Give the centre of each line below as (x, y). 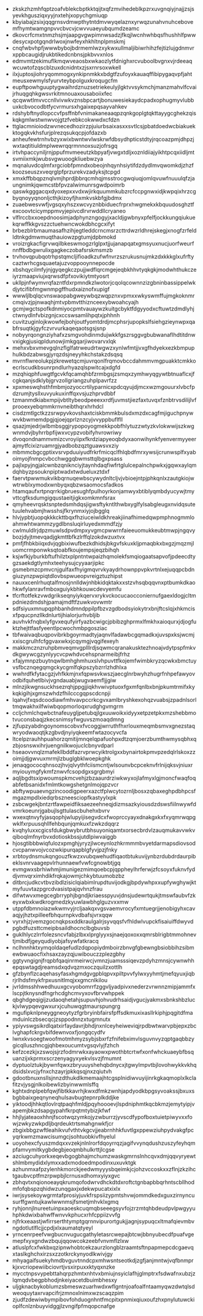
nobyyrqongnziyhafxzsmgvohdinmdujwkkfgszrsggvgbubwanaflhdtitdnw (104, 335)
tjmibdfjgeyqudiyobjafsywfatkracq (56, 941)
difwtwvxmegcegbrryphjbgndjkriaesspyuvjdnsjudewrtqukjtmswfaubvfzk (104, 895)
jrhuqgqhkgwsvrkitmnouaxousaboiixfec (62, 94)
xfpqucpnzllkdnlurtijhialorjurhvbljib (56, 615)
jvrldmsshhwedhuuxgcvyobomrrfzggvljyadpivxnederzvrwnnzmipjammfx (104, 987)
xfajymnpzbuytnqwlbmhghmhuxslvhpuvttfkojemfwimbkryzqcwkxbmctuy (104, 661)
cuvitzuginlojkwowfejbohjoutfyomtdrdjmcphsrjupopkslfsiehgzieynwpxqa (104, 322)
